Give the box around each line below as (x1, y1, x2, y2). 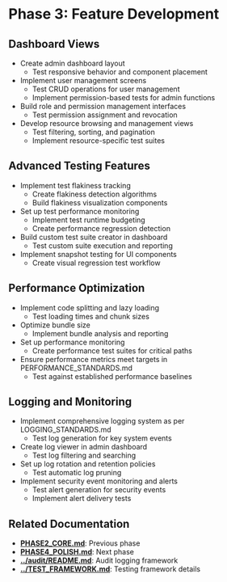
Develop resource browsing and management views (19, 119, 194, 128)
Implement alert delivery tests (32, 494, 132, 504)
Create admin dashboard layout (19, 58, 125, 68)
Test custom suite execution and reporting (32, 240, 174, 251)
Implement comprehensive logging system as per (19, 416, 185, 426)
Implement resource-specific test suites (32, 136, 166, 145)
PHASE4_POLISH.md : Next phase (19, 547, 135, 557)
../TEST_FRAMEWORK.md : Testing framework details (19, 564, 200, 574)
